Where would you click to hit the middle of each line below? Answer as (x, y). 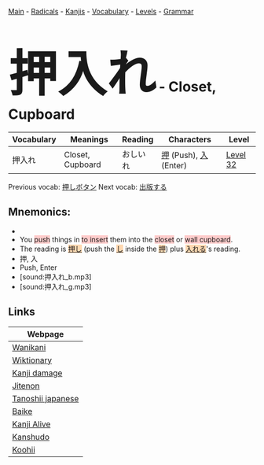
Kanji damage (37, 373)
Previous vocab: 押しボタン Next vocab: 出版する (88, 186)
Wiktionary (32, 360)
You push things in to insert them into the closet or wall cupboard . (126, 239)
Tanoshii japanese (46, 398)
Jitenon (26, 386)
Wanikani (29, 347)
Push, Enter (38, 268)
